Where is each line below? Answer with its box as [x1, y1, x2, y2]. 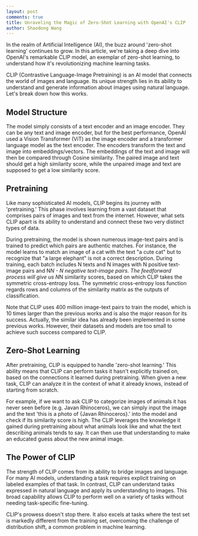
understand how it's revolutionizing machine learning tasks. [6, 60, 151, 67]
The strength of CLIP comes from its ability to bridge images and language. [6, 468, 189, 475]
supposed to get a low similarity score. [6, 167, 100, 174]
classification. [6, 292, 40, 299]
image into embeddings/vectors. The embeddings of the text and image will [6, 148, 190, 155]
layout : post [6, 8, 38, 15]
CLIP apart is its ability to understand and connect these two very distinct [6, 218, 184, 225]
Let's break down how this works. [6, 90, 88, 97]
